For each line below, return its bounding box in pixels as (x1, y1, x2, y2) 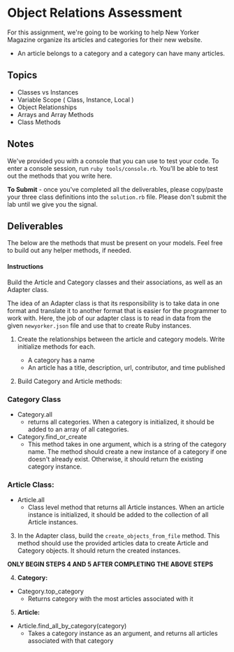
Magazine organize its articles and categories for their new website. (7, 35, 203, 43)
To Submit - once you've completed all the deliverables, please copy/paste (7, 185, 224, 193)
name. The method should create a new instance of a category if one (27, 447, 227, 456)
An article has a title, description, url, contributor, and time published (27, 363, 226, 372)
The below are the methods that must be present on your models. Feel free (7, 239, 224, 247)
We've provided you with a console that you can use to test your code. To (7, 156, 219, 165)
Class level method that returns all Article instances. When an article (27, 503, 225, 512)
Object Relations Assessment (7, 5, 183, 21)
